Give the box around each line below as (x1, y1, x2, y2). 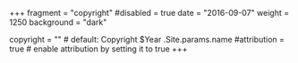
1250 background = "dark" (9, 17, 107, 28)
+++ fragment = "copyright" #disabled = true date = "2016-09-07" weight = (9, 8, 289, 18)
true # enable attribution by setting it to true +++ (9, 43, 188, 54)
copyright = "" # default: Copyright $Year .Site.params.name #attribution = (9, 35, 285, 44)
